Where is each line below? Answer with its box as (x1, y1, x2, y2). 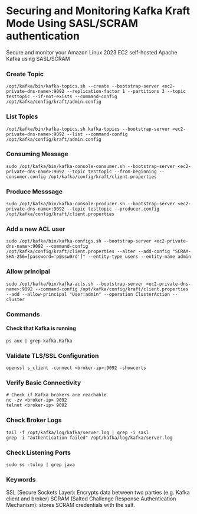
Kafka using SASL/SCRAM (6, 55, 70, 62)
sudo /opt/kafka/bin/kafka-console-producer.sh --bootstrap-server (6, 201, 176, 207)
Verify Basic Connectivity (6, 379, 81, 387)
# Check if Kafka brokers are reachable (6, 392, 107, 398)
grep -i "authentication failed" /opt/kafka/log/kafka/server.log (6, 435, 173, 441)
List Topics (6, 112, 38, 121)
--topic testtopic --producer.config (67, 206, 160, 212)
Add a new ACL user (6, 225, 65, 233)
